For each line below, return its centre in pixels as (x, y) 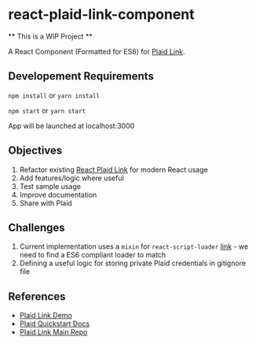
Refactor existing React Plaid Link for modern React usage (113, 169)
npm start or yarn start (47, 110)
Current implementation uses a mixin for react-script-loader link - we (134, 246)
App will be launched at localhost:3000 (71, 126)
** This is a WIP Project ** (50, 36)
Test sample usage (50, 186)
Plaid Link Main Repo (53, 332)
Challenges (37, 227)
